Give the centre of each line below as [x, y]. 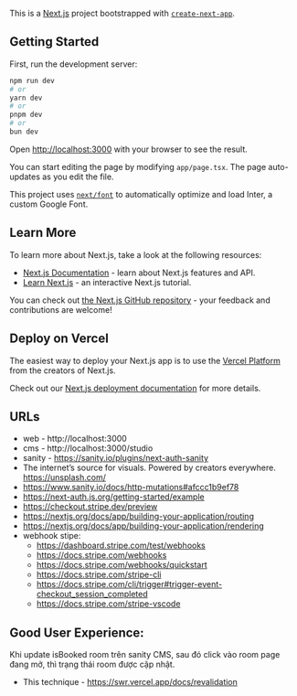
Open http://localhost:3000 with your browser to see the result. [129, 149]
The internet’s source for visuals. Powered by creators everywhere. [149, 468]
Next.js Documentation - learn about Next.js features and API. [139, 273]
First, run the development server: [74, 64]
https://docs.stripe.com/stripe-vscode [108, 604]
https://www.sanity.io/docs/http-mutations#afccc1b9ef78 [131, 487]
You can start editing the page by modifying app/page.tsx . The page [138, 166]
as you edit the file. [78, 177]
